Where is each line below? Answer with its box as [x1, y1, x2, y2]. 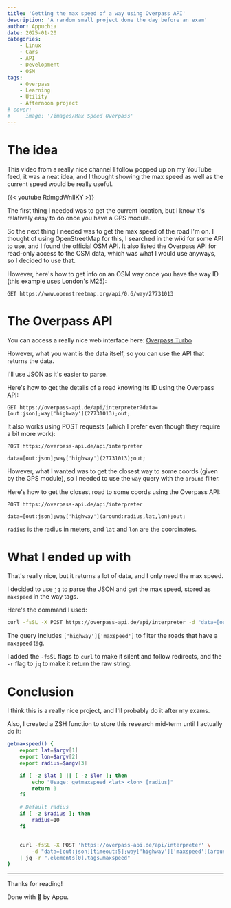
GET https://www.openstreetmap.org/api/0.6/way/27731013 [7, 290, 174, 297]
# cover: [7, 106, 32, 113]
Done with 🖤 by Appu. [7, 893, 69, 901]
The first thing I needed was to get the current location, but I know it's [7, 206, 205, 214]
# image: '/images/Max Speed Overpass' [7, 112, 134, 119]
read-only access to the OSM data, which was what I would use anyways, [7, 249, 217, 257]
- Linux [19, 42, 41, 49]
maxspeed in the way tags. [7, 592, 79, 601]
